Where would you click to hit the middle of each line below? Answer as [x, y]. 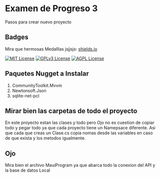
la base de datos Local [28, 170]
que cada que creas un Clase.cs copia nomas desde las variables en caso [79, 133]
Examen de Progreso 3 [51, 9]
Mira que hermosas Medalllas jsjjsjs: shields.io [51, 49]
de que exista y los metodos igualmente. [45, 138]
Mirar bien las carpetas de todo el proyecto [71, 111]
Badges [17, 37]
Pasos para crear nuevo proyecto [38, 22]
